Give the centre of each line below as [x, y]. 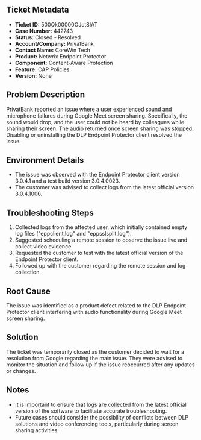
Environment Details [45, 160]
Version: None [33, 75]
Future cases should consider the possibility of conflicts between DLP [101, 417]
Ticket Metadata [38, 10]
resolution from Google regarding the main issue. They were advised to [94, 358]
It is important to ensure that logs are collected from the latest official [100, 404]
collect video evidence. [44, 247]
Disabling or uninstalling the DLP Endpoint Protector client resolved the [94, 134]
